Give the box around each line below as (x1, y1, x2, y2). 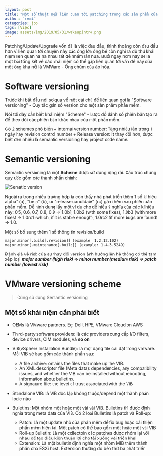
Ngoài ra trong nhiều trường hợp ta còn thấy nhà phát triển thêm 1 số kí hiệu (5, 193, 157, 200)
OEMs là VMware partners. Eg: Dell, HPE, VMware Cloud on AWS (12, 322, 143, 328)
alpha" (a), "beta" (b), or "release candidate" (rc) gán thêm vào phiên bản (5, 199, 152, 204)
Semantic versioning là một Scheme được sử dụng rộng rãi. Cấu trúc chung (5, 169, 157, 175)
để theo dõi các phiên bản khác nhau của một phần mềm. (5, 116, 121, 122)
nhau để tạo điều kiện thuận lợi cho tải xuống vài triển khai (19, 435, 137, 441)
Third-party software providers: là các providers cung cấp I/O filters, (12, 331, 150, 337)
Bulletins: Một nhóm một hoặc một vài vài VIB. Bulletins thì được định (12, 405, 150, 411)
